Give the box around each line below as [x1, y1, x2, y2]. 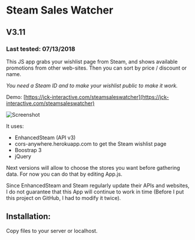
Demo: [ [6, 93, 26, 100]
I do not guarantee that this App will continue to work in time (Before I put [6, 188, 184, 195]
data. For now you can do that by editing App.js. [6, 170, 123, 177]
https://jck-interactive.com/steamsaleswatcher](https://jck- [25, 93, 169, 100]
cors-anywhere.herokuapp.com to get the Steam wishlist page [14, 140, 167, 147]
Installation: [6, 212, 51, 222]
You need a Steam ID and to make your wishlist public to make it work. [6, 82, 178, 89]
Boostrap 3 [14, 146, 42, 153]
